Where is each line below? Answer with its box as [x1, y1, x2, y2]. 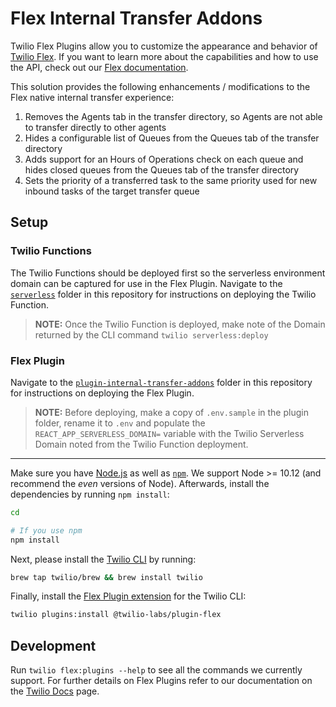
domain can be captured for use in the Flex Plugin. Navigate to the [10, 277, 283, 289]
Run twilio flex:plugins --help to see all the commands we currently [10, 664, 303, 676]
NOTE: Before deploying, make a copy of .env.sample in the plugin [34, 406, 309, 418]
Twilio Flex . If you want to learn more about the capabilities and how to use [10, 50, 319, 62]
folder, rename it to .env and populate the [34, 417, 206, 429]
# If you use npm [10, 525, 83, 536]
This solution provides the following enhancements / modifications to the [10, 80, 311, 92]
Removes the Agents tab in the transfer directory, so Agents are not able [24, 110, 323, 122]
